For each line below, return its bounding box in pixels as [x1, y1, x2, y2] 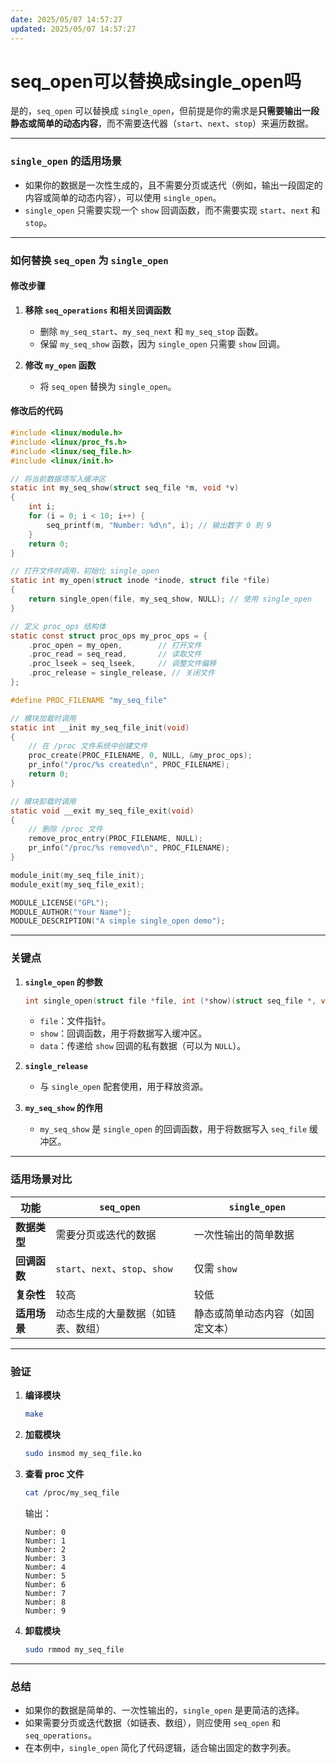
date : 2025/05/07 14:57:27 [10, 14, 123, 25]
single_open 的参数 [24, 976, 103, 988]
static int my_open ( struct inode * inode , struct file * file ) [10, 576, 271, 586]
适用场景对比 [10, 1172, 73, 1186]
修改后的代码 [10, 405, 63, 417]
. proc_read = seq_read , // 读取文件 [28, 649, 202, 660]
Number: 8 [24, 1597, 67, 1607]
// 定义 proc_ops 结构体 [10, 621, 107, 631]
